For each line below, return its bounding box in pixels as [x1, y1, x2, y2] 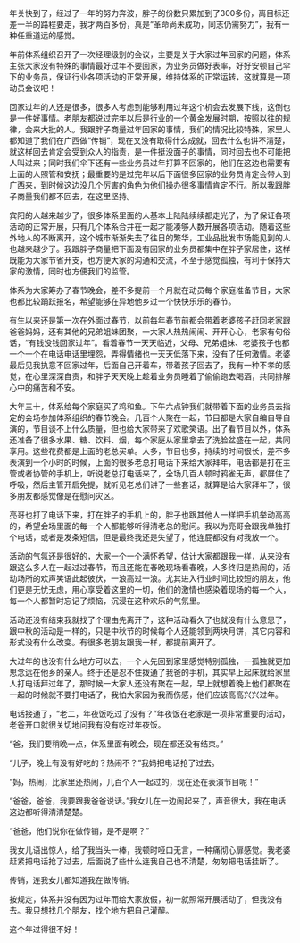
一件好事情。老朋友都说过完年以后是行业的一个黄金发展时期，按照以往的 [16, 113, 283, 123]
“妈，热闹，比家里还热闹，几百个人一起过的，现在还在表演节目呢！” [9, 777, 259, 787]
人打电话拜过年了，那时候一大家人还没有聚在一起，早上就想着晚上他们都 [9, 678, 275, 688]
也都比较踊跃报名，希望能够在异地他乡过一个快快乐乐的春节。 [9, 296, 237, 307]
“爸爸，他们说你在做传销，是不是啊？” [9, 826, 150, 836]
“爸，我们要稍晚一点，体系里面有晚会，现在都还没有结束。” [9, 738, 224, 749]
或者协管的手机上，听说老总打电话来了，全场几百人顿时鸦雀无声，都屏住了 [16, 468, 291, 478]
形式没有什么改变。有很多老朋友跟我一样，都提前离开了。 [9, 637, 221, 647]
